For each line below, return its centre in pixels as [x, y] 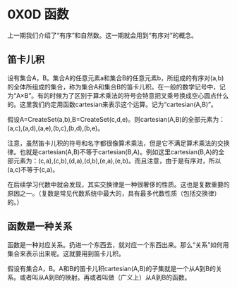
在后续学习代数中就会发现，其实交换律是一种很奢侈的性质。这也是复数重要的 [119, 184]
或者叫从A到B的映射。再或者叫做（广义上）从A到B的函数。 [105, 277]
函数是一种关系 [40, 226]
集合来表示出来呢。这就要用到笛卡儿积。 [66, 253]
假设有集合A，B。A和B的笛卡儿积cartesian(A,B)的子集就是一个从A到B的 [112, 268]
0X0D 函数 [38, 14]
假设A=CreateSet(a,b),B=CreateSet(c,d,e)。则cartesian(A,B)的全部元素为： [116, 119]
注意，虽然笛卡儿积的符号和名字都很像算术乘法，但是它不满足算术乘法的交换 [119, 143]
